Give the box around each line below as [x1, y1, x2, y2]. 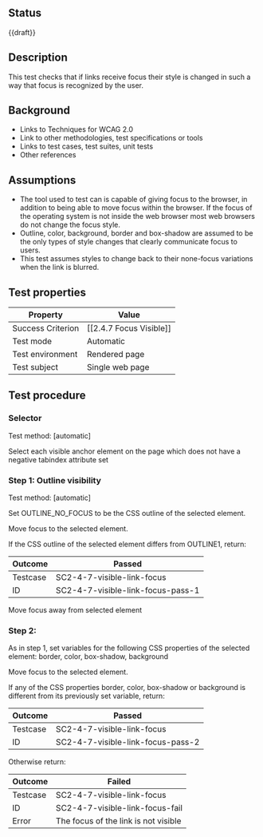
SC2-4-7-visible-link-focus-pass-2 [55, 736, 200, 748]
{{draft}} [8, 27, 36, 37]
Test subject [12, 362, 58, 373]
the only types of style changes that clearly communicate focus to [19, 237, 237, 247]
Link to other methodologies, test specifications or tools [19, 133, 203, 143]
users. [19, 245, 41, 255]
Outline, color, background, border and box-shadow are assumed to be [19, 228, 253, 238]
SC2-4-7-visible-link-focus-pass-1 [55, 585, 200, 596]
